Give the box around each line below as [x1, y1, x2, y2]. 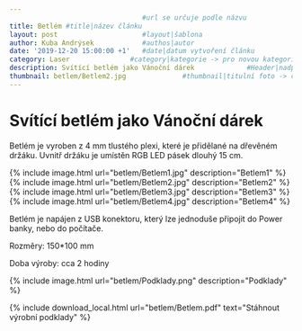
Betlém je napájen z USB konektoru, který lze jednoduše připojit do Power [9, 213, 283, 224]
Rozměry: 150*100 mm [9, 240, 94, 251]
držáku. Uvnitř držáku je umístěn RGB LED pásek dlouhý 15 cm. [9, 149, 244, 160]
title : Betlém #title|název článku [9, 22, 143, 31]
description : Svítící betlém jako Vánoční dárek [9, 64, 195, 73]
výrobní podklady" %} [9, 311, 92, 322]
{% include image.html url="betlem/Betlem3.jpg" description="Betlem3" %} [9, 186, 290, 197]
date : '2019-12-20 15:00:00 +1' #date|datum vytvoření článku [9, 47, 255, 56]
